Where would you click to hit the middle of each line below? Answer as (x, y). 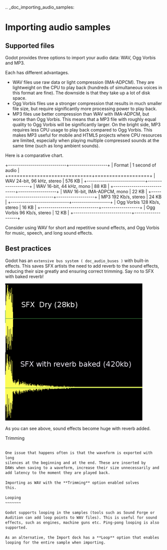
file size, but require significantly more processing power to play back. (84, 109)
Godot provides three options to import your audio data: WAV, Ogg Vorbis (81, 58)
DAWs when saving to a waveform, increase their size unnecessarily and (82, 468)
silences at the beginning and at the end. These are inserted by (76, 463)
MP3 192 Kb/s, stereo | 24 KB (131, 197)
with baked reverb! (24, 276)
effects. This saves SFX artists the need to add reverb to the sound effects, (82, 266)
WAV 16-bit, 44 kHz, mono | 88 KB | (73, 186)
